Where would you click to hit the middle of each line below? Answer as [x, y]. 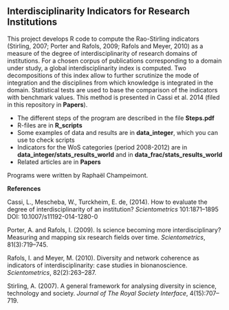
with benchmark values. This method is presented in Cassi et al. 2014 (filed [113, 97]
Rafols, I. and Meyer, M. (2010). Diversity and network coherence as [103, 258]
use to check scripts [46, 140]
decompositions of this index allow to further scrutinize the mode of [103, 75]
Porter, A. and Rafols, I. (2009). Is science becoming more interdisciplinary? [114, 229]
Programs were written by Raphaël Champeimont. [78, 175]
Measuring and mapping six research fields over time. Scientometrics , [106, 237]
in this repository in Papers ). [47, 104]
